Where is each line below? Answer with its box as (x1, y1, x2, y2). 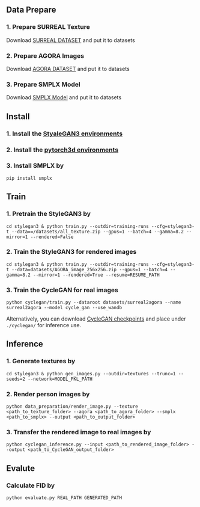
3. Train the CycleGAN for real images (6, 286, 118, 294)
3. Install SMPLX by (6, 162, 64, 170)
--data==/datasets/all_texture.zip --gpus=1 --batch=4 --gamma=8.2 (11, 229, 184, 235)
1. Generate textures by (6, 357, 76, 366)
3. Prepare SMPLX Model (6, 80, 81, 88)
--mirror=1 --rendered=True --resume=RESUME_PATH (32, 272, 160, 278)
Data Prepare (6, 5, 56, 15)
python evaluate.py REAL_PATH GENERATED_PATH (6, 495, 122, 501)
